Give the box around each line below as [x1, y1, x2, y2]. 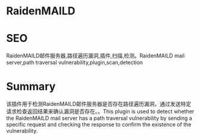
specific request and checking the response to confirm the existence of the [6, 121, 192, 128]
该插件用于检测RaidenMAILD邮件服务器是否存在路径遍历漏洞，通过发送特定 [6, 101, 192, 108]
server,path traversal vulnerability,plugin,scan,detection [6, 59, 143, 66]
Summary [6, 80, 56, 93]
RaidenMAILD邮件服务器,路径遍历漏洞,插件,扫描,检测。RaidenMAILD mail [6, 52, 185, 59]
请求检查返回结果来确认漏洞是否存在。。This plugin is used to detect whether [6, 108, 195, 115]
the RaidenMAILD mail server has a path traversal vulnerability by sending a [6, 115, 192, 122]
